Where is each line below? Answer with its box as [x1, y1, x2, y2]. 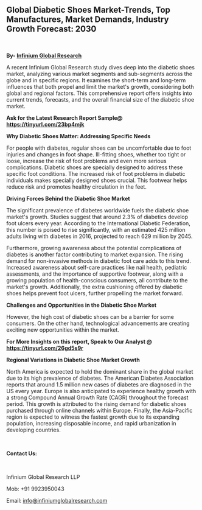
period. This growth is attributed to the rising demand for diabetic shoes [6, 400, 187, 407]
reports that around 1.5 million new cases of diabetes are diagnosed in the [6, 380, 192, 388]
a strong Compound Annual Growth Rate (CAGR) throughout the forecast [6, 394, 189, 401]
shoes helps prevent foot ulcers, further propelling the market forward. [6, 289, 184, 297]
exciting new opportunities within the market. [6, 326, 120, 334]
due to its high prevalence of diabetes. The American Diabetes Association [6, 374, 193, 382]
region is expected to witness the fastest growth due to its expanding [6, 413, 179, 421]
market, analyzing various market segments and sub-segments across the [6, 70, 193, 77]
